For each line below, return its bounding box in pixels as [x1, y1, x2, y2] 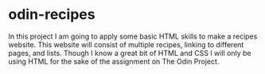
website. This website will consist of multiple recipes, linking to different [8, 39, 244, 49]
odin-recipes [8, 6, 95, 24]
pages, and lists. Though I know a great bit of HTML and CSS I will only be [8, 48, 252, 57]
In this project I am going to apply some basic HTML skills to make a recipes [8, 31, 258, 41]
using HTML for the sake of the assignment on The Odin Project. [8, 57, 220, 66]
